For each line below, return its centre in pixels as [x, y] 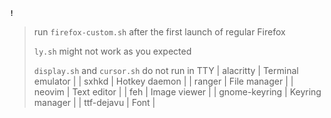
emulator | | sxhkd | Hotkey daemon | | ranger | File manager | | [163, 81]
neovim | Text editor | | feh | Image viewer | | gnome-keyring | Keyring [177, 92]
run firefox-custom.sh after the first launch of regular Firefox [159, 32]
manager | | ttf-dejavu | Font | [94, 102]
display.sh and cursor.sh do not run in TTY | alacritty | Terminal [166, 70]
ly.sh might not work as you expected [112, 51]
